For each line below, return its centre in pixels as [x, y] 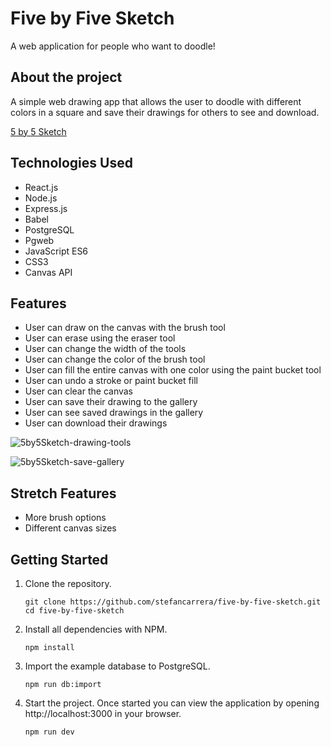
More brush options [65, 518]
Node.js [41, 198]
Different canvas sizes [70, 528]
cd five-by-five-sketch [74, 611]
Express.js [46, 208]
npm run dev [49, 732]
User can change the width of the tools [105, 349]
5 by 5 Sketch [38, 131]
